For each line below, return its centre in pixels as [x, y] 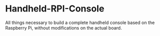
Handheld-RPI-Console [55, 9]
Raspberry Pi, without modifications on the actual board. [64, 27]
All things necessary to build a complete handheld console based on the [80, 22]
